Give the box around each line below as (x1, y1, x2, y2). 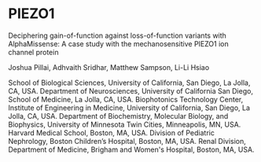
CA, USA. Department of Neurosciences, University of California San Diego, (8, 86, 254, 95)
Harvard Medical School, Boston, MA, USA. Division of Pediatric (8, 127, 215, 138)
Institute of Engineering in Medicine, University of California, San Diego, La (8, 103, 250, 112)
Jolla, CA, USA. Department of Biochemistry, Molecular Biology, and (8, 111, 229, 120)
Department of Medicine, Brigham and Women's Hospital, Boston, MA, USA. (8, 145, 255, 154)
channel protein (8, 47, 59, 57)
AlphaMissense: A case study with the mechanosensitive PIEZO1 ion (8, 39, 230, 48)
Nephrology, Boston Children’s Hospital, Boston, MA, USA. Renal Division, (8, 136, 246, 145)
